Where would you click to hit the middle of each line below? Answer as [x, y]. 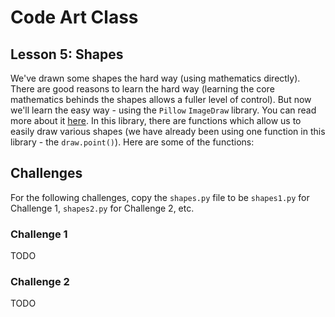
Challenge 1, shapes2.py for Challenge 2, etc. [102, 208]
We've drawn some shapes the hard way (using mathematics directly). [155, 78]
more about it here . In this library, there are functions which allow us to [156, 120]
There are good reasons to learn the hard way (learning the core [142, 89]
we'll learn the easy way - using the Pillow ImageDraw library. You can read [163, 110]
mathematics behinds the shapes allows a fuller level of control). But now [161, 99]
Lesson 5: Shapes [67, 54]
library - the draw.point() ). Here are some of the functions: [132, 142]
